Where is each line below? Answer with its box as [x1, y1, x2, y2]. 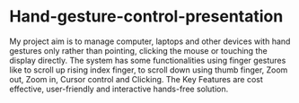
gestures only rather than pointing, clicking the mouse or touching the [9, 45, 268, 56]
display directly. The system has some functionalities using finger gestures [9, 55, 286, 65]
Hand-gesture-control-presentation [9, 6, 284, 27]
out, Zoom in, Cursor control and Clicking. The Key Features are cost [9, 73, 263, 84]
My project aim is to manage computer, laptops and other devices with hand [9, 36, 291, 47]
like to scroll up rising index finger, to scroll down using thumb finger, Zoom [9, 64, 288, 75]
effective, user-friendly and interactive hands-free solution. [9, 83, 229, 94]
